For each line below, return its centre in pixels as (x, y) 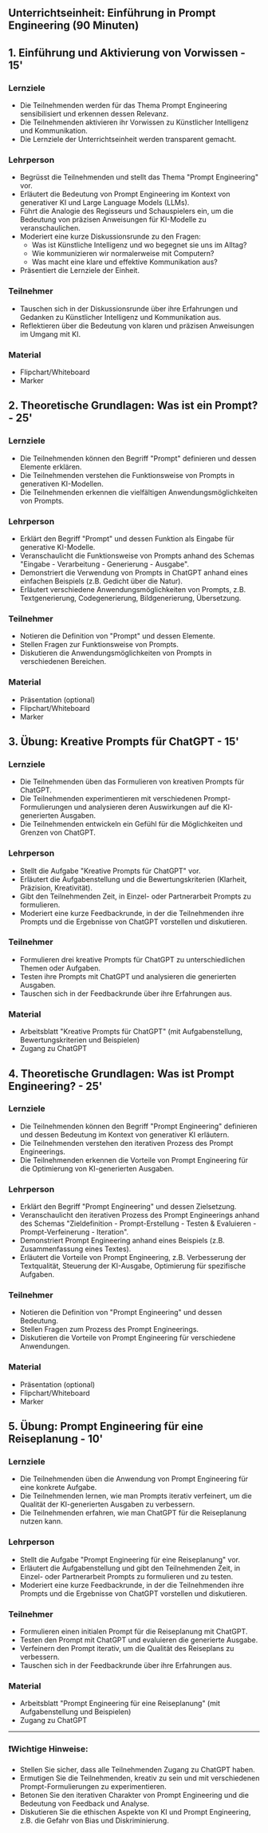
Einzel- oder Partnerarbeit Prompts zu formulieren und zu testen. (126, 1576)
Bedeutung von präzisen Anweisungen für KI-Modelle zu (113, 219)
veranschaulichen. (50, 228)
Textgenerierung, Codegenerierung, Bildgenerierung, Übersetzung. (130, 598)
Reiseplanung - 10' (56, 1439)
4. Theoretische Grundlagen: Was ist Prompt (121, 1074)
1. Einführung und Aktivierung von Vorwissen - (127, 52)
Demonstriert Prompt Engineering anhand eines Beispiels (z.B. (122, 1241)
